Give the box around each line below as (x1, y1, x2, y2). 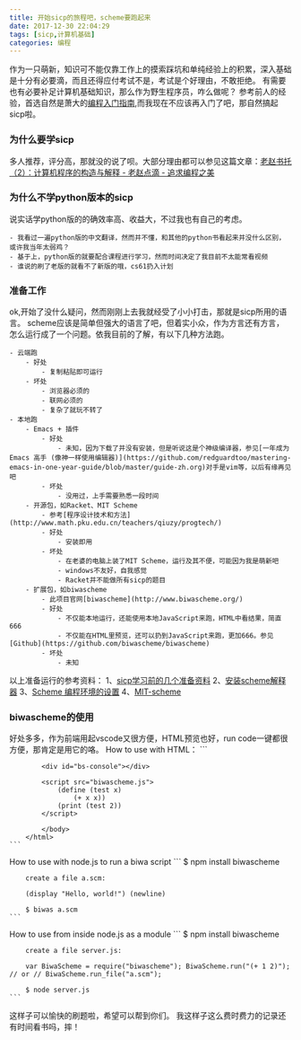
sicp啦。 (9, 109, 41, 119)
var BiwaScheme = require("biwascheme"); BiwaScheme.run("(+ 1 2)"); (25, 962, 291, 971)
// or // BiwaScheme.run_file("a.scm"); (9, 970, 163, 979)
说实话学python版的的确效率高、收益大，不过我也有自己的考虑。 (9, 213, 247, 225)
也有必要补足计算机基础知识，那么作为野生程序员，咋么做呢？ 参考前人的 (9, 86, 279, 97)
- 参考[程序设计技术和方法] (41, 511, 132, 520)
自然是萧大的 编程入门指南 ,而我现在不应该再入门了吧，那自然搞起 (39, 98, 279, 109)
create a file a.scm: (25, 874, 106, 883)
